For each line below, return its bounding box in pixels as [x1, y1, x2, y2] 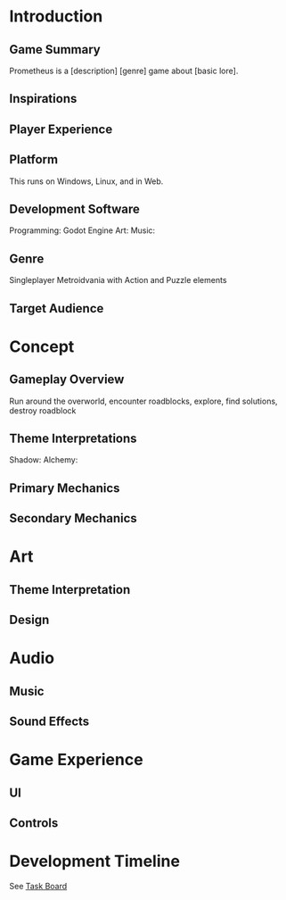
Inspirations [9, 91, 78, 106]
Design [9, 612, 50, 628]
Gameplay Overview [9, 372, 125, 387]
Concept [9, 337, 75, 356]
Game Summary [9, 42, 101, 57]
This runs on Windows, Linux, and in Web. [9, 176, 164, 187]
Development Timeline [9, 851, 181, 871]
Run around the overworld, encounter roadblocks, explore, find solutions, [9, 396, 278, 406]
